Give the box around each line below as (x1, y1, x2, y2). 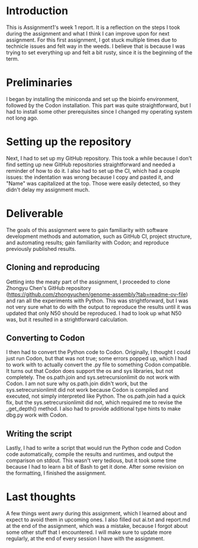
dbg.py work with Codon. (6, 411, 68, 418)
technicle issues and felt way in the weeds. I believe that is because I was (6, 43, 186, 50)
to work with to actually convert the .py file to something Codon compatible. (6, 361, 191, 368)
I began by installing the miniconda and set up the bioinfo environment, (6, 95, 179, 102)
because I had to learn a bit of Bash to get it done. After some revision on (6, 463, 184, 470)
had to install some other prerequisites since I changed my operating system (6, 108, 193, 115)
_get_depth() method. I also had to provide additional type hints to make (6, 405, 181, 412)
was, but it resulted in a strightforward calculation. (6, 315, 128, 323)
